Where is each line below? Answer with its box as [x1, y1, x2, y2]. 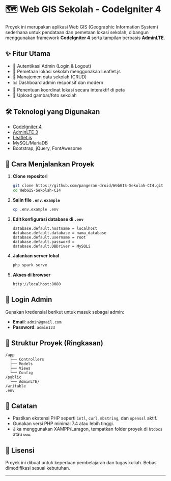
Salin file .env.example [12, 197, 60, 203]
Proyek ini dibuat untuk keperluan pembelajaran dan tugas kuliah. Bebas [5, 460, 157, 466]
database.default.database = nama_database [12, 230, 107, 235]
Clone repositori [12, 173, 48, 179]
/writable [5, 383, 26, 388]
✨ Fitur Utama [5, 49, 51, 58]
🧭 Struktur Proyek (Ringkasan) [5, 339, 103, 348]
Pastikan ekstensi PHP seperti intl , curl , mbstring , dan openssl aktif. [12, 415, 158, 422]
